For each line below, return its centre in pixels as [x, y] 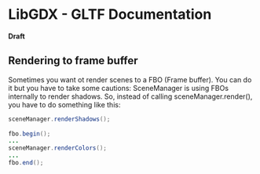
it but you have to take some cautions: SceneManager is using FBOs [119, 88]
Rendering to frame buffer [73, 61]
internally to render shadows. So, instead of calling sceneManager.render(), [130, 96]
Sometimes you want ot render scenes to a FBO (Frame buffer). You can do [130, 79]
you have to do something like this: [64, 104]
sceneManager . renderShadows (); [59, 119]
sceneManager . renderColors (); [58, 148]
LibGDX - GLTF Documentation [110, 14]
